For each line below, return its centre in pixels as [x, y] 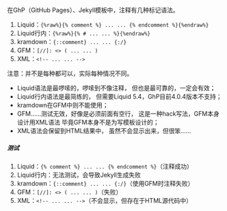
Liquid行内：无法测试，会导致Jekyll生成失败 [79, 175]
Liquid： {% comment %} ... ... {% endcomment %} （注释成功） [105, 166]
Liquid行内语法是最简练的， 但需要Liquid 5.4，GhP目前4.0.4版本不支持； [119, 97]
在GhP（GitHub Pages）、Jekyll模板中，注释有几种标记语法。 [93, 10]
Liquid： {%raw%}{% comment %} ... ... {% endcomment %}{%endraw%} [113, 25]
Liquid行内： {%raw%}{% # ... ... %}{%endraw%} [84, 33]
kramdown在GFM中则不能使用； [63, 105]
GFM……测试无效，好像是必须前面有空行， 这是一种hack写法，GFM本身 [118, 114]
